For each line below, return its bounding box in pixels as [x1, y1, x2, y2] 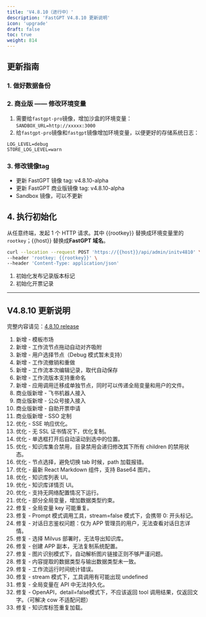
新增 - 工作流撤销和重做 [15, 359, 76, 366]
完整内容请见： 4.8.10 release [7, 323, 79, 330]
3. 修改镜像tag [7, 162, 50, 170]
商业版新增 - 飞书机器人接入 [15, 390, 86, 397]
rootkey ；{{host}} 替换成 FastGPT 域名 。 [7, 237, 109, 244]
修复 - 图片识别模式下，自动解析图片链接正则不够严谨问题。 [15, 550, 167, 558]
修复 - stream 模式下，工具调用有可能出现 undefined [15, 573, 149, 581]
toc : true [7, 32, 32, 38]
